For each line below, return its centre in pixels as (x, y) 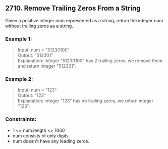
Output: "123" (32, 95)
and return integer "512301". (47, 66)
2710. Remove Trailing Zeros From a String (73, 8)
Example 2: (19, 79)
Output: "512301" (35, 56)
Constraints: (21, 119)
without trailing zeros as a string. (39, 26)
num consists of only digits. (41, 135)
